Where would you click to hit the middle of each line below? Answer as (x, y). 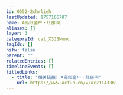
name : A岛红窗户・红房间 (33, 22)
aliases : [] (21, 28)
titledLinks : (22, 72)
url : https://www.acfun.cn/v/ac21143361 (67, 83)
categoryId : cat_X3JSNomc (38, 39)
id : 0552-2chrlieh (29, 12)
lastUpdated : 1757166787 (37, 17)
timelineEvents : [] (30, 66)
